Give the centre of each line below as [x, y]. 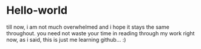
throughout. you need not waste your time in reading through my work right [101, 33]
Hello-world [37, 10]
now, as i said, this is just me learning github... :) [66, 39]
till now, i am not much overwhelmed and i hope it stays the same [88, 27]
